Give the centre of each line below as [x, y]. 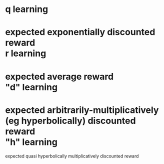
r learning [26, 53]
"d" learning [31, 87]
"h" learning [31, 142]
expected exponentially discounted [80, 32]
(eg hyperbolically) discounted [70, 121]
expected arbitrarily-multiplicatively [82, 110]
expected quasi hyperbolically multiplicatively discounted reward [72, 156]
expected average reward [59, 76]
